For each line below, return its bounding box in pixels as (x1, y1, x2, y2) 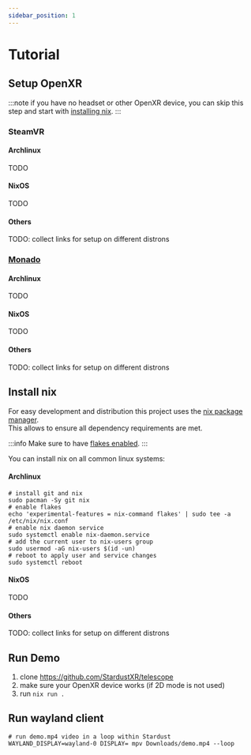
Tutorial (8, 45, 61, 63)
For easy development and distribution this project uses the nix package (8, 406, 243, 415)
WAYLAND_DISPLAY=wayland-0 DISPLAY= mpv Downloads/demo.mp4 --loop (8, 739, 235, 747)
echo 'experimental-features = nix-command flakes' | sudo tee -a (8, 510, 231, 518)
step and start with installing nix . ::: (8, 106, 122, 115)
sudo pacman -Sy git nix (8, 496, 90, 504)
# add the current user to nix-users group (8, 538, 154, 546)
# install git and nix (8, 489, 83, 498)
